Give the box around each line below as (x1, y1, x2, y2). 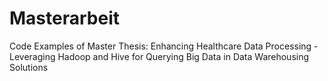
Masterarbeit (9, 7, 120, 30)
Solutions (9, 61, 49, 73)
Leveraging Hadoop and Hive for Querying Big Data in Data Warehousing (9, 50, 310, 62)
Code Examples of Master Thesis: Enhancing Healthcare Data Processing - (9, 40, 319, 52)
